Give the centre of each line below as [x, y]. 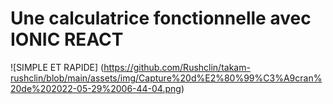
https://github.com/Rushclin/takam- [177, 67]
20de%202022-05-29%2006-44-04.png [96, 88]
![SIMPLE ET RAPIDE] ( [57, 67]
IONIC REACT [67, 39]
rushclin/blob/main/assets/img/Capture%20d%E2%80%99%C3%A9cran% [166, 78]
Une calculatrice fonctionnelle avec [161, 18]
